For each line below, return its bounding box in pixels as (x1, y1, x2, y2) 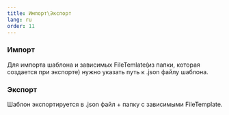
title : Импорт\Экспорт (7, 10, 72, 17)
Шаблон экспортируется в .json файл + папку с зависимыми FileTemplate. (7, 100, 223, 108)
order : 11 (7, 22, 36, 29)
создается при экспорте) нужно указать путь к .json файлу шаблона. (7, 67, 208, 76)
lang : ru (7, 16, 32, 23)
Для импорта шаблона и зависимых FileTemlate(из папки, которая (7, 61, 200, 69)
